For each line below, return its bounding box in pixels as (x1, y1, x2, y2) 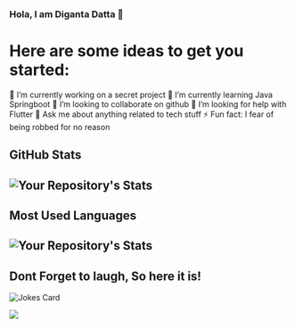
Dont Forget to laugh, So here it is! (9, 268, 202, 283)
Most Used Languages (9, 209, 136, 224)
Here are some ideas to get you (9, 41, 244, 61)
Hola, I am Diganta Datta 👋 (9, 8, 124, 20)
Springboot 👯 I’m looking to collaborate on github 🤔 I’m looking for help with (9, 98, 287, 110)
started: (9, 60, 70, 80)
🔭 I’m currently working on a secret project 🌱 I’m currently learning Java (9, 89, 274, 100)
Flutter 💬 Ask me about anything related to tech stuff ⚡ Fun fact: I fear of (9, 109, 275, 119)
